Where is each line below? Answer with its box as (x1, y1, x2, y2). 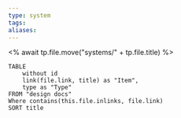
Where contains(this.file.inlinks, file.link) (8, 98, 164, 105)
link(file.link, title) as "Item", (22, 76, 139, 85)
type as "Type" (22, 83, 72, 91)
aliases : (8, 26, 37, 34)
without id (22, 70, 58, 78)
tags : (8, 19, 26, 27)
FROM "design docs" (8, 90, 72, 98)
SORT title (8, 104, 44, 112)
